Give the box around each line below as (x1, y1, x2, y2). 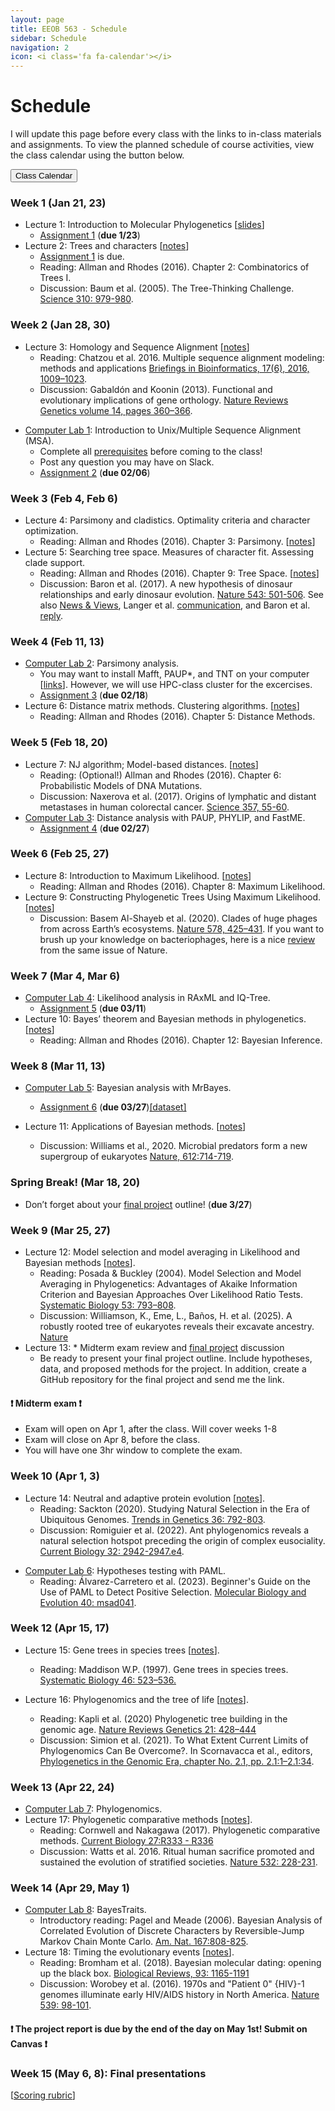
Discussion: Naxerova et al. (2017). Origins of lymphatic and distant (39, 790, 317, 802)
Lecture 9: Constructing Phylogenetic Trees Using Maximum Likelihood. (24, 891, 322, 903)
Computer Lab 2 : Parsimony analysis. (24, 657, 180, 670)
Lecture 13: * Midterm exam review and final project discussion (24, 1342, 285, 1354)
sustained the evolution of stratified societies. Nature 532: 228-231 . (39, 1856, 318, 1868)
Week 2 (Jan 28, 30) (10, 318, 111, 332)
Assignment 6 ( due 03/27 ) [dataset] (39, 1101, 187, 1113)
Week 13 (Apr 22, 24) (10, 1780, 115, 1794)
